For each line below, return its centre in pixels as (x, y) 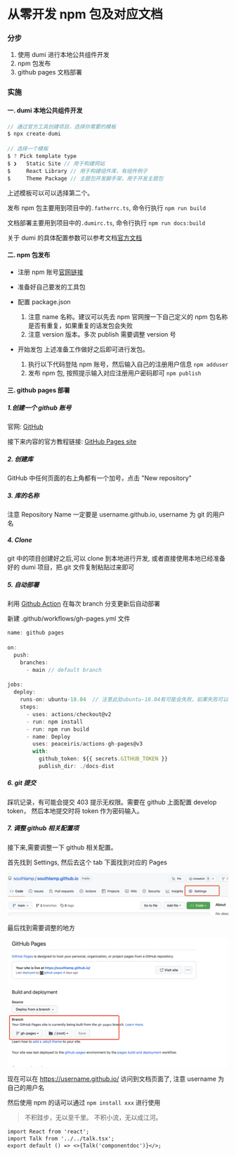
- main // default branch (64, 670)
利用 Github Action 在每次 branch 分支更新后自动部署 (84, 604)
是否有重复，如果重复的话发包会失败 (80, 325)
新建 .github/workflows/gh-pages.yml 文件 (69, 618)
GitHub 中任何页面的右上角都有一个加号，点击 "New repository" (99, 478)
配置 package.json (44, 301)
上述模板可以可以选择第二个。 (50, 193)
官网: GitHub (25, 427)
